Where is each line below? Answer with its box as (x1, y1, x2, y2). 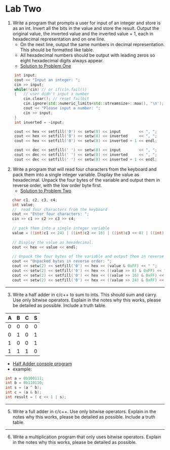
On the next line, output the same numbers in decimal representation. (20, 41, 165, 47)
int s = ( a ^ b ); (5, 385, 42, 390)
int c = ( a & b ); (5, 390, 42, 395)
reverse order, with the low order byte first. (12, 182, 102, 188)
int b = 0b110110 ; (5, 381, 44, 386)
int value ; (12, 202, 35, 207)
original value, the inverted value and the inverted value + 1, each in (12, 30, 153, 36)
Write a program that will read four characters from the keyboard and (12, 166, 157, 172)
